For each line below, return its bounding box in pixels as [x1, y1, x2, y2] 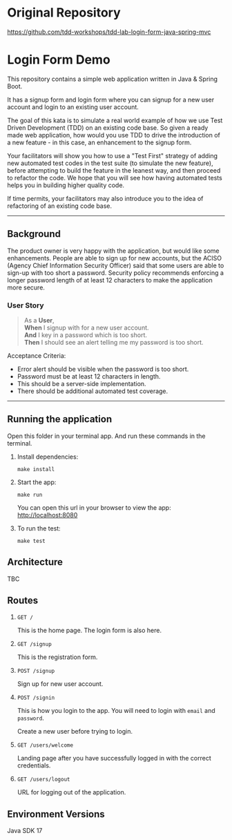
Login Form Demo [7, 52, 110, 68]
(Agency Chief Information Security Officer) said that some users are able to [7, 261, 224, 269]
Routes [7, 595, 39, 606]
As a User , [23, 316, 55, 324]
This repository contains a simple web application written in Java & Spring [7, 75, 218, 83]
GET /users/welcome [17, 742, 74, 749]
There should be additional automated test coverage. [17, 387, 168, 395]
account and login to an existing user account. [7, 102, 139, 111]
